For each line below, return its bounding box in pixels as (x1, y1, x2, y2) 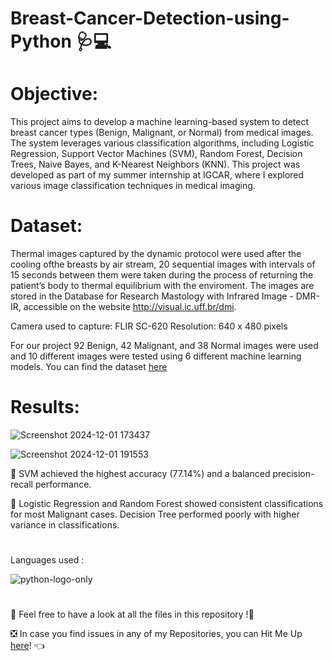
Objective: (10, 83, 99, 106)
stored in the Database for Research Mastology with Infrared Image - (10, 290, 294, 302)
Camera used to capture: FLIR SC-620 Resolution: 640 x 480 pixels (10, 320, 288, 332)
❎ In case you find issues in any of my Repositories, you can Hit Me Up (10, 628, 303, 640)
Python (10, 30, 72, 53)
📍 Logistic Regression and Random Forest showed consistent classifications (10, 498, 324, 509)
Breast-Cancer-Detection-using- (10, 7, 290, 30)
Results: (10, 396, 80, 419)
